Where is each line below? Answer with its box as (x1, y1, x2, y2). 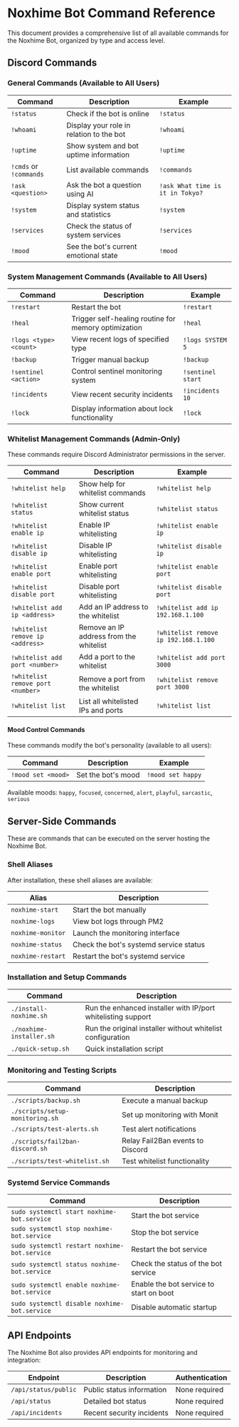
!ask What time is (159, 182, 222, 190)
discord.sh (11, 1145, 48, 1153)
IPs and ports (78, 706, 123, 716)
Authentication (175, 1373, 228, 1383)
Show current (78, 500, 124, 510)
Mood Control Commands (7, 725, 85, 733)
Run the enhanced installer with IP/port (85, 1003, 216, 1013)
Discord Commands (7, 57, 97, 69)
